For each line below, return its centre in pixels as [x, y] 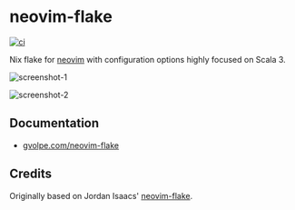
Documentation [54, 123]
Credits [31, 174]
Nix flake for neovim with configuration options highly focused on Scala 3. [147, 59]
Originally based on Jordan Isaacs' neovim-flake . [101, 195]
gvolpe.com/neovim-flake [71, 145]
